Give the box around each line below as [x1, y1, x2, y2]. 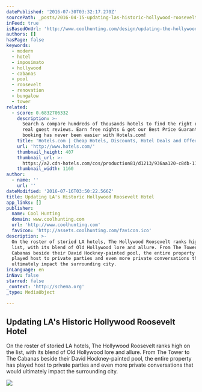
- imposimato [11, 59, 44, 65]
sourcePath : [6, 14, 36, 21]
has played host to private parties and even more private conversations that [6, 361, 194, 368]
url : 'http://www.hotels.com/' [17, 143, 96, 150]
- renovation [11, 87, 44, 93]
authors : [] [6, 31, 36, 37]
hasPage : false [6, 37, 44, 43]
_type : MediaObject [6, 289, 55, 296]
